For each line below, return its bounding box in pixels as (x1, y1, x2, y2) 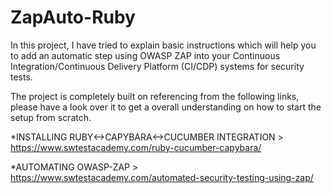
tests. (10, 71, 33, 83)
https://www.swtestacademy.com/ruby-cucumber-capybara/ (10, 141, 262, 153)
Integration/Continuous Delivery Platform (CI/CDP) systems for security (10, 60, 305, 72)
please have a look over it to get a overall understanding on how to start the (10, 101, 322, 113)
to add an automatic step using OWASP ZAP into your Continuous (10, 49, 281, 61)
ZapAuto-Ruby (10, 6, 136, 29)
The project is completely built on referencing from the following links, (10, 90, 300, 102)
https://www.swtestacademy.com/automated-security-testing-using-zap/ (10, 171, 314, 183)
